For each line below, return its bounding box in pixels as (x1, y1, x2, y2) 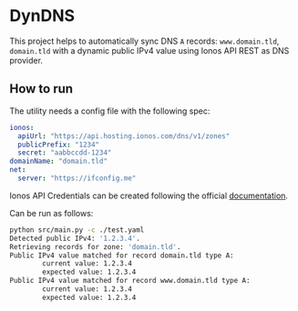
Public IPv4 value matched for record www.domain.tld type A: (9, 276, 251, 286)
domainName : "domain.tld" (9, 156, 108, 166)
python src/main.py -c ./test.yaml (9, 225, 145, 235)
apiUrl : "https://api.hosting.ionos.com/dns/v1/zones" (17, 131, 231, 141)
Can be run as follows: (9, 207, 94, 218)
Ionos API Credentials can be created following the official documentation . (9, 190, 289, 201)
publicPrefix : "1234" (17, 140, 100, 149)
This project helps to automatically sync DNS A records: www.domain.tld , (9, 35, 280, 46)
